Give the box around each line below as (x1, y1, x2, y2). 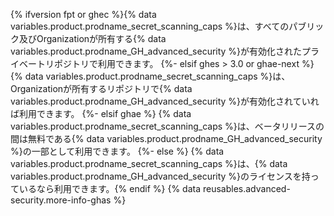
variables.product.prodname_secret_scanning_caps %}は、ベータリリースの (10, 120, 325, 132)
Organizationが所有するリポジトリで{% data (10, 83, 193, 94)
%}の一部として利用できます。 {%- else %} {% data (10, 145, 225, 157)
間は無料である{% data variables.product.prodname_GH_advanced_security (10, 133, 323, 144)
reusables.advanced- (202, 183, 291, 194)
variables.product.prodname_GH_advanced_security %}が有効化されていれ (10, 95, 320, 107)
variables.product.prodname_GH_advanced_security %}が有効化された (10, 45, 303, 57)
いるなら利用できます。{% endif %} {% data (18, 183, 202, 194)
